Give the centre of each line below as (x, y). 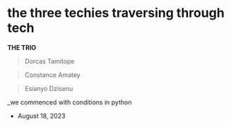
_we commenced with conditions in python (70, 102)
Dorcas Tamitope (49, 61)
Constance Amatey (52, 75)
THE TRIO (22, 47)
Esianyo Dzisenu (49, 88)
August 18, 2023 (41, 116)
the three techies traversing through (116, 13)
